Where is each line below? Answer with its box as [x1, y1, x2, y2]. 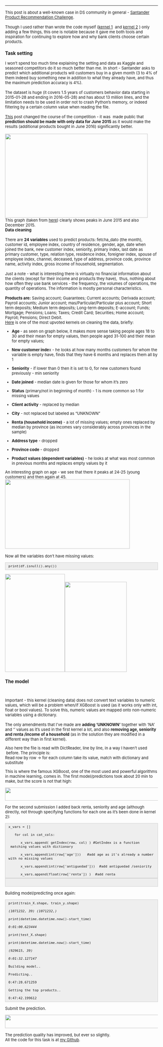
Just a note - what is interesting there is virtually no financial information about [5, 271, 151, 276]
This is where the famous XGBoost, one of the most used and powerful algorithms [5, 769, 158, 774]
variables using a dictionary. [5, 712, 57, 717]
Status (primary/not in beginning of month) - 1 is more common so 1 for [12, 388, 144, 394]
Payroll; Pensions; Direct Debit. [5, 315, 63, 320]
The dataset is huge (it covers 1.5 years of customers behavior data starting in [5, 90, 150, 95]
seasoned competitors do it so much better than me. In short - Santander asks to [5, 65, 155, 71]
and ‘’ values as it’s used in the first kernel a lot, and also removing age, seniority [5, 726, 157, 732]
